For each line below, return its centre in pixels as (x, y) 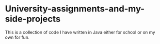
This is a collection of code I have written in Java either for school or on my (80, 32)
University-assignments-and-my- (75, 9)
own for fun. (17, 37)
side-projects (33, 19)
